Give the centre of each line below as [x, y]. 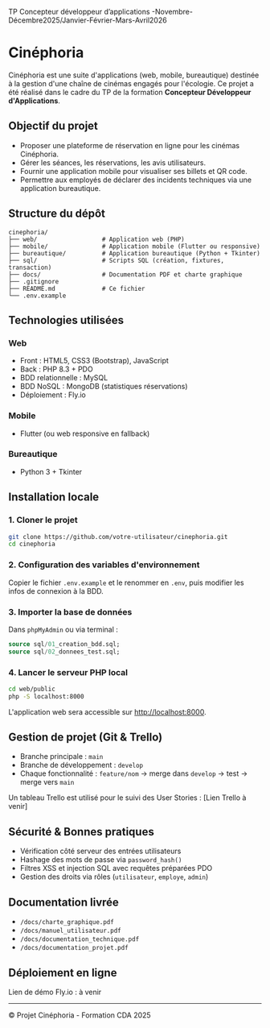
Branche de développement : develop [82, 765]
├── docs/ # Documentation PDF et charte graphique [125, 274]
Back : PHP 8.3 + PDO [57, 369]
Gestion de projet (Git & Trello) [86, 738]
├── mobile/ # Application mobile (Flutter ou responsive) [135, 246]
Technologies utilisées [66, 320]
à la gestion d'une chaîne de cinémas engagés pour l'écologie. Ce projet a [131, 83]
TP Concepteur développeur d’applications [79, 12]
